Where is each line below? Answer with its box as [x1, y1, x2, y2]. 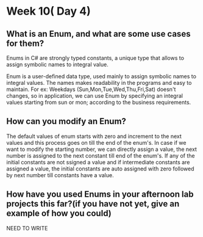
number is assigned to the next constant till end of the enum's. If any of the [6, 151, 195, 159]
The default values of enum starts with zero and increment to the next [6, 133, 182, 140]
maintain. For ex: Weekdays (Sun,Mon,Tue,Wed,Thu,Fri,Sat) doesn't [6, 86, 176, 93]
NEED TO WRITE [6, 224, 48, 232]
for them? [6, 38, 45, 48]
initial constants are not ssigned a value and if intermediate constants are [6, 158, 190, 166]
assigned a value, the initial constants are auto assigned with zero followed [6, 165, 194, 172]
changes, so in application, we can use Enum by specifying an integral [6, 92, 183, 99]
